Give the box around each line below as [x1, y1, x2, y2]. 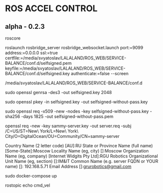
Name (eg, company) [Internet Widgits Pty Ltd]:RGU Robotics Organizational [5, 153, 158, 159]
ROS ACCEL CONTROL [5, 3, 98, 14]
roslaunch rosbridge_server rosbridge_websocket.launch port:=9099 [5, 45, 144, 50]
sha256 [5, 114, 20, 119]
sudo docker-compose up [5, 173, 57, 178]
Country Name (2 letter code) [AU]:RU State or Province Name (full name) [5, 143, 153, 149]
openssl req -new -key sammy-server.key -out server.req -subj [5, 123, 131, 129]
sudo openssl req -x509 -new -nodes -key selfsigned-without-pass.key [5, 108, 149, 114]
